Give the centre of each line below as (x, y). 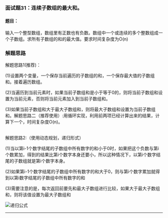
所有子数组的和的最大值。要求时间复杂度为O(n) (80, 39)
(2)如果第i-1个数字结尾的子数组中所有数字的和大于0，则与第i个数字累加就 (80, 171)
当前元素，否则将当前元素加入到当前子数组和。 (62, 99)
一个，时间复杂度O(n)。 (38, 122)
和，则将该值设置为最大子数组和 (38, 195)
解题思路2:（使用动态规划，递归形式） (44, 138)
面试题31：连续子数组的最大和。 (44, 7)
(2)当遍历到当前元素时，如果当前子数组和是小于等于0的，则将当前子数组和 (82, 92)
